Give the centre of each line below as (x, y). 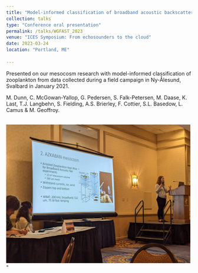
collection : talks (29, 19)
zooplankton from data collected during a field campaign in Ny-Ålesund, (94, 80)
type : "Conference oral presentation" (54, 25)
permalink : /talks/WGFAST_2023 (44, 31)
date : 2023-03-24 (27, 44)
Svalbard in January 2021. (38, 86)
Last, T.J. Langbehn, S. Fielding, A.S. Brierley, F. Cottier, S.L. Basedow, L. (95, 104)
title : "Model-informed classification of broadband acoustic (84, 12)
